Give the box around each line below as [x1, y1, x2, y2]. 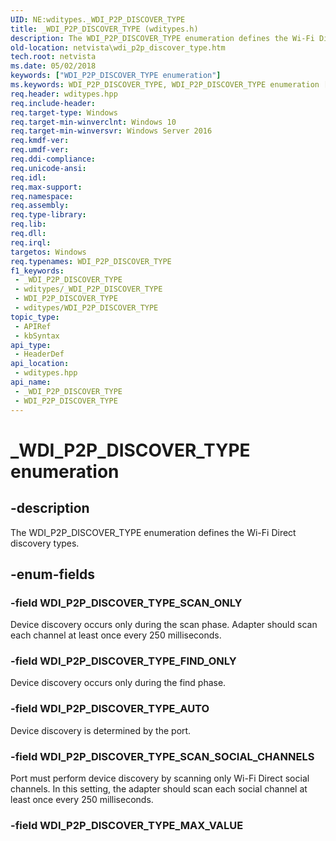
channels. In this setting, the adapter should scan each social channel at [10, 783, 308, 795]
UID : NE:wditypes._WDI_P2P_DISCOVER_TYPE [10, 14, 186, 25]
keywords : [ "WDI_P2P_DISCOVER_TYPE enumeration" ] [10, 71, 222, 81]
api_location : [10, 359, 70, 369]
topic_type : [10, 312, 60, 322]
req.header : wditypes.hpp [10, 89, 118, 99]
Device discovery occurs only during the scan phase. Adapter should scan [10, 619, 318, 631]
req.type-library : [10, 210, 87, 220]
